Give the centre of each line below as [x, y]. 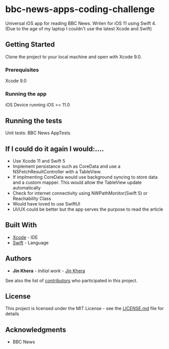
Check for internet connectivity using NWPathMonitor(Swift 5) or [80, 193]
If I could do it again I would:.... [55, 149]
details [12, 314]
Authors [18, 259]
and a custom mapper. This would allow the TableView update [77, 182]
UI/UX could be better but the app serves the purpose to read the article [88, 209]
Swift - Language [31, 242]
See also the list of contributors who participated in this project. [72, 280]
